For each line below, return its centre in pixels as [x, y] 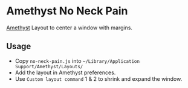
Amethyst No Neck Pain [67, 11]
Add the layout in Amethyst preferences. [65, 72]
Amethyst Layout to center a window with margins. [70, 28]
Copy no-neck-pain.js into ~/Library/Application [77, 60]
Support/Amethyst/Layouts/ [49, 66]
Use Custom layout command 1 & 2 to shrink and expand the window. [99, 78]
